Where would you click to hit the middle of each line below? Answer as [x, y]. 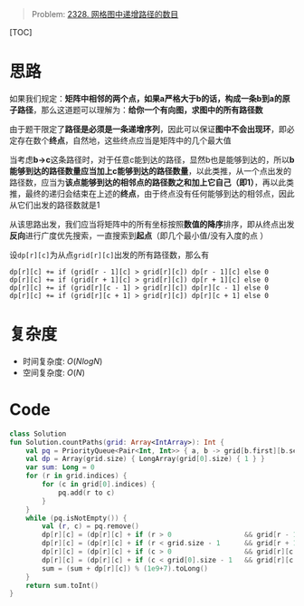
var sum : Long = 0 [60, 467]
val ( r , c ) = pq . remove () [91, 526]
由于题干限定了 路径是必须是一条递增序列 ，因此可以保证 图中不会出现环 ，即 [148, 129]
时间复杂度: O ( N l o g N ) [62, 361]
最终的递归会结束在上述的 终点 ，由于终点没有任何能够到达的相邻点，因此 [160, 193]
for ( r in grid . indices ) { [76, 476]
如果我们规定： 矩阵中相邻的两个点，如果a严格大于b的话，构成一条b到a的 [146, 98]
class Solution [38, 434]
